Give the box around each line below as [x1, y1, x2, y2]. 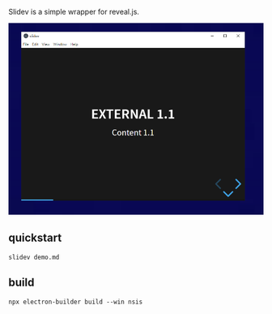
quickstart [8, 230, 62, 244]
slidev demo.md [8, 253, 60, 262]
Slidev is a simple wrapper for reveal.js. [8, 7, 140, 16]
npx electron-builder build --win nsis [8, 298, 143, 307]
